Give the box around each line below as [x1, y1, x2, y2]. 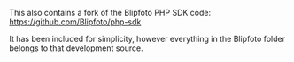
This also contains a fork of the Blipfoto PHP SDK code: [9, 8, 211, 17]
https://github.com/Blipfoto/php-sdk [9, 17, 142, 27]
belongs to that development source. [9, 43, 143, 53]
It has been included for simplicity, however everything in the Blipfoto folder [9, 34, 286, 44]
